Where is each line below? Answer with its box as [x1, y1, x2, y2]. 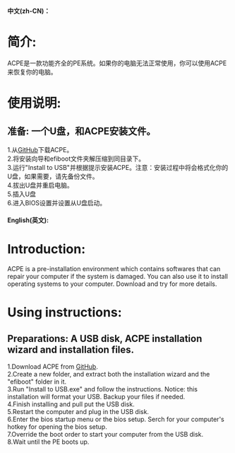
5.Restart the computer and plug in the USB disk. [7, 408, 150, 416]
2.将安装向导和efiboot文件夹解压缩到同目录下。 [7, 154, 145, 163]
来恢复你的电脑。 [7, 67, 57, 76]
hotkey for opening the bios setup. [7, 423, 107, 431]
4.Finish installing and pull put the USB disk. [7, 400, 135, 408]
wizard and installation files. [7, 343, 135, 355]
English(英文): [7, 216, 49, 224]
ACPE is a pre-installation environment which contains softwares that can [7, 265, 221, 273]
